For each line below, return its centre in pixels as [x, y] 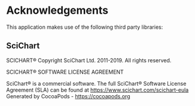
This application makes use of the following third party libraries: [85, 27]
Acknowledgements [57, 10]
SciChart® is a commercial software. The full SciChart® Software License [96, 83]
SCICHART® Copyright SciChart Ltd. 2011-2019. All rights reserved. [89, 60]
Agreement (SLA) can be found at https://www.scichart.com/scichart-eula [97, 90]
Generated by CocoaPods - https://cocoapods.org [68, 96]
